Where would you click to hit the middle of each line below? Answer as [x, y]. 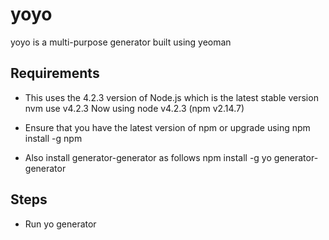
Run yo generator [60, 224]
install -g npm [53, 138]
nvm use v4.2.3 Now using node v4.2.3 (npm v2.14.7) [134, 108]
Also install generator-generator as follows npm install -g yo [148, 157]
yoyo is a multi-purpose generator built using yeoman [121, 42]
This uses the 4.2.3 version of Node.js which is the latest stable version [171, 97]
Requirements [55, 73]
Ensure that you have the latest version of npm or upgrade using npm [167, 127]
